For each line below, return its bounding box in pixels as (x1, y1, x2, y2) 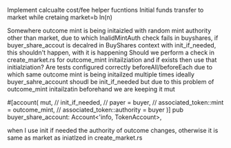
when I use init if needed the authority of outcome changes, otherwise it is (7, 127, 219, 134)
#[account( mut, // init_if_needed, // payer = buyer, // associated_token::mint (7, 98, 224, 106)
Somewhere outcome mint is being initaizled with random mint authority (7, 27, 212, 34)
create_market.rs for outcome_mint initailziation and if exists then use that (7, 56, 217, 64)
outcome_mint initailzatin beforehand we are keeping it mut (7, 85, 176, 93)
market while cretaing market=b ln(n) (7, 13, 112, 21)
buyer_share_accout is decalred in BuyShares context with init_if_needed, (7, 41, 217, 49)
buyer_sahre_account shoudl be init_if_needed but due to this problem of (7, 78, 214, 85)
